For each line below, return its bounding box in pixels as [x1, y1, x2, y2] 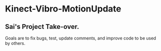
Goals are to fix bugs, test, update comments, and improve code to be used [5, 35, 157, 41]
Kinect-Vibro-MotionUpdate [5, 3, 122, 14]
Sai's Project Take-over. [5, 23, 79, 31]
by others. [5, 40, 26, 46]
